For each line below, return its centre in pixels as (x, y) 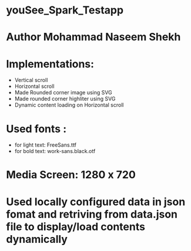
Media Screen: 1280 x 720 (71, 175)
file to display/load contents (76, 227)
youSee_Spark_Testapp (65, 10)
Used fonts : (36, 129)
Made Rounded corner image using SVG (63, 93)
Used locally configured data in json (96, 201)
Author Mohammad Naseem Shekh (93, 37)
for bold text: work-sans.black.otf (55, 151)
